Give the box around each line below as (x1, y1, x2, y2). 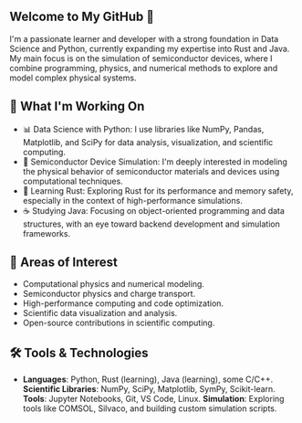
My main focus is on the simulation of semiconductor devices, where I (9, 52, 273, 64)
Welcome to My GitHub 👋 (9, 9, 155, 25)
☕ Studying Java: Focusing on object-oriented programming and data (22, 205, 286, 216)
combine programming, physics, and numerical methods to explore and (9, 62, 278, 73)
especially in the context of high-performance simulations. (22, 195, 244, 206)
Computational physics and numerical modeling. (22, 279, 205, 290)
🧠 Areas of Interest (9, 255, 119, 270)
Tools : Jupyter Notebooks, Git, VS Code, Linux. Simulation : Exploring (22, 394, 285, 405)
